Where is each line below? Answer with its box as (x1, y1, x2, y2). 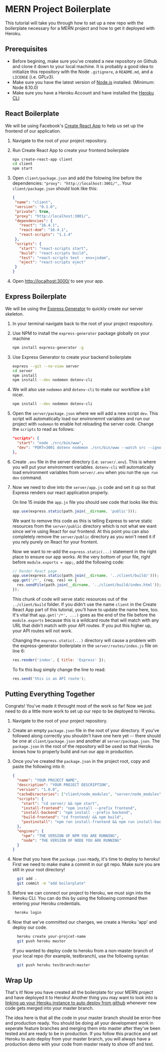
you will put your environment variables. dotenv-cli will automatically (12, 464, 154, 470)
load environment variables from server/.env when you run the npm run (12, 469, 158, 475)
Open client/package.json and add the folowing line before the (12, 175, 142, 181)
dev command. (12, 475, 42, 481)
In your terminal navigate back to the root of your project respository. (12, 321, 154, 326)
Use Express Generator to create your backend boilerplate (12, 354, 132, 360)
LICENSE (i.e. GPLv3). (12, 74, 55, 80)
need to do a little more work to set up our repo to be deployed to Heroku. (5, 708, 156, 714)
